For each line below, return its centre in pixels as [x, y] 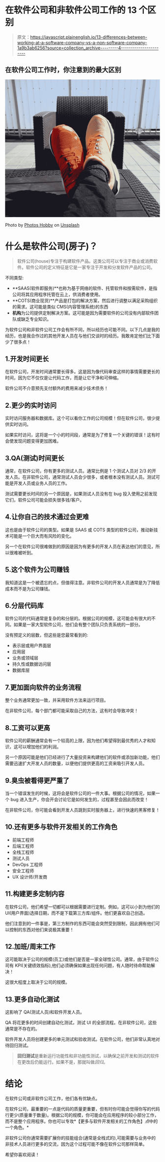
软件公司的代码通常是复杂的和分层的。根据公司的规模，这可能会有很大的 [78, 619]
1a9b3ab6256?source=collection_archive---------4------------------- [88, 48]
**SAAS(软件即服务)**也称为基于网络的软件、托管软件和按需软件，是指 [85, 288]
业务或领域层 [25, 658]
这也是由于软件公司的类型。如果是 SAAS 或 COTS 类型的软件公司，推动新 [79, 530]
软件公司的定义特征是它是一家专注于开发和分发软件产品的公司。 [90, 267]
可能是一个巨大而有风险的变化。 [41, 536]
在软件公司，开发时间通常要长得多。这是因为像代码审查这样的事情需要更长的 [82, 372]
